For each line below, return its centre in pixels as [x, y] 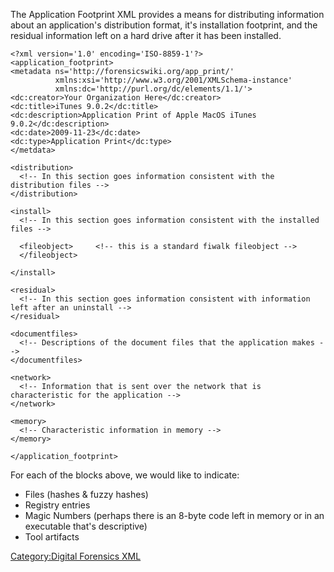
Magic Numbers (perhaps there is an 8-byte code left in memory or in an [174, 515]
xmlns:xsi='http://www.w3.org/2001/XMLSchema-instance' [173, 80]
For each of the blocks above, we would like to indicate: [125, 475]
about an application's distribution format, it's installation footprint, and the [164, 25]
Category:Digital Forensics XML [76, 556]
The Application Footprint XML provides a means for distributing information [167, 14]
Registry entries [57, 505]
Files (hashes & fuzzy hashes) [86, 494]
